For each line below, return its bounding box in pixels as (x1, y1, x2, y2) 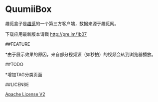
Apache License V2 (5, 91, 46, 97)
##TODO (5, 61, 23, 67)
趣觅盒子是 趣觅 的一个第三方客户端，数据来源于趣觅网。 (5, 20, 119, 26)
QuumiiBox (5, 3, 52, 15)
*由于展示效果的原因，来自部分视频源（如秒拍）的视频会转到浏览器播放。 (5, 51, 156, 57)
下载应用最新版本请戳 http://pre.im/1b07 (5, 31, 87, 37)
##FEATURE (5, 41, 30, 47)
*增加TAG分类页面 (5, 71, 42, 78)
